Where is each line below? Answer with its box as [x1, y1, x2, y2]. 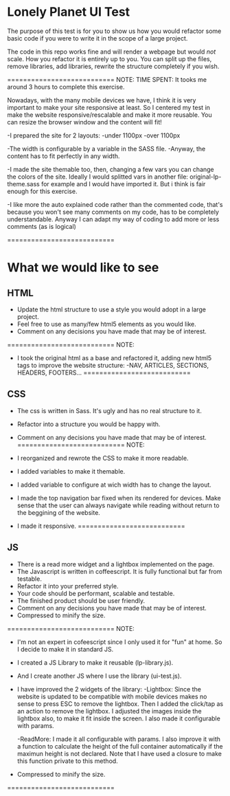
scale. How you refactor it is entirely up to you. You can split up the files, [7, 54, 212, 63]
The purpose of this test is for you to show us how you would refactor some [7, 27, 222, 35]
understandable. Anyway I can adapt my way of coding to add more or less [7, 214, 220, 223]
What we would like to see [7, 260, 159, 276]
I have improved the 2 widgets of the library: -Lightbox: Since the [16, 685, 201, 693]
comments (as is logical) [7, 222, 77, 230]
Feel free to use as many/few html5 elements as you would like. [16, 320, 197, 328]
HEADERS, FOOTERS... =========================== [16, 368, 191, 377]
